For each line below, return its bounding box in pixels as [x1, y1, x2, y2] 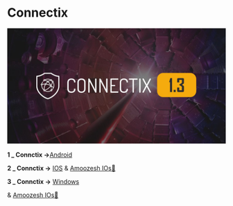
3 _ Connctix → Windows [7, 177, 80, 185]
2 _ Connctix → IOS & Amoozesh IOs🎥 [7, 164, 116, 172]
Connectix [7, 5, 68, 21]
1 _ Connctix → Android [7, 151, 73, 159]
